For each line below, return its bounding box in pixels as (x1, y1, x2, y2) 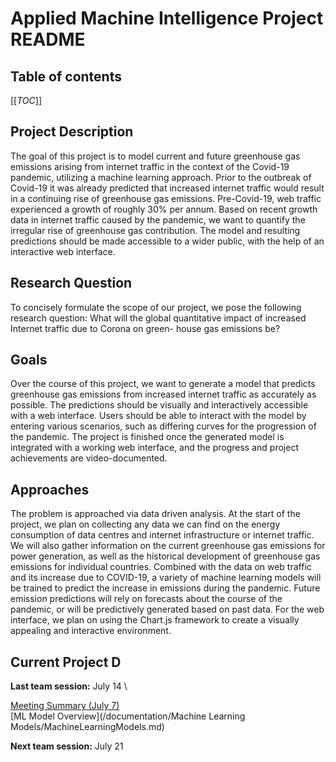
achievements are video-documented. (10, 452, 168, 464)
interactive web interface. (10, 245, 116, 257)
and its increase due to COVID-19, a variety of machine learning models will (10, 572, 322, 584)
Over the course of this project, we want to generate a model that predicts (10, 378, 316, 390)
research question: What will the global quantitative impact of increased (10, 312, 307, 324)
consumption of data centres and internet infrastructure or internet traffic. (10, 529, 315, 541)
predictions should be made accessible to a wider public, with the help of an (10, 235, 325, 247)
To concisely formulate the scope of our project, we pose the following (10, 301, 302, 313)
